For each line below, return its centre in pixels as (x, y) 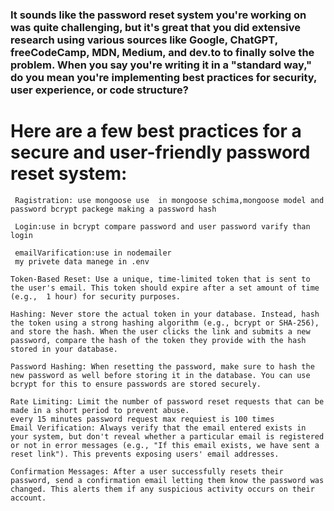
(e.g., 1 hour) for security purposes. (96, 296)
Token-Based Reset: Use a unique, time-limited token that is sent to (160, 279)
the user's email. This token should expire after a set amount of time (165, 288)
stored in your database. (64, 349)
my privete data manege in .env (82, 261)
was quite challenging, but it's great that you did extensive (156, 27)
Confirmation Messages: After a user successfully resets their (147, 471)
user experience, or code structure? (100, 90)
